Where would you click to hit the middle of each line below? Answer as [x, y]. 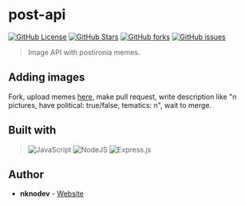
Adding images [47, 77]
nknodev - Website [51, 194]
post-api [37, 15]
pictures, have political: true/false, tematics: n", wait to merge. [110, 105]
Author [26, 174]
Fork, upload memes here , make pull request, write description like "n [122, 97]
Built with [32, 131]
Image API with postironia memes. [84, 52]
